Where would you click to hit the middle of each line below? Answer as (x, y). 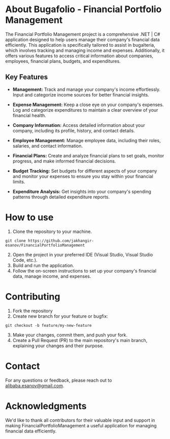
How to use (29, 217)
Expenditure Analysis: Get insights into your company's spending (82, 191)
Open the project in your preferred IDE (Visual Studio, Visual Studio (83, 254)
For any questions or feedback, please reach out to (59, 380)
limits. (19, 182)
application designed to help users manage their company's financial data (82, 40)
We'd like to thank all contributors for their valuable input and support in (80, 420)
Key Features (27, 77)
